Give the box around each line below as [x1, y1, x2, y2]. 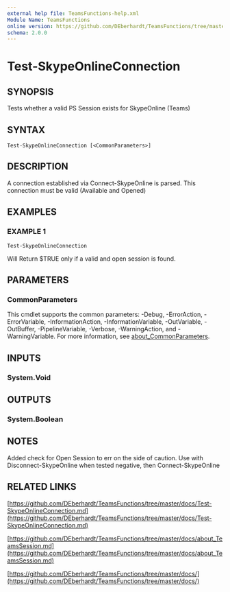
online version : [7, 23, 53, 29]
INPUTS [7, 352, 41, 364]
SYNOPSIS [7, 86, 54, 97]
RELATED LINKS [7, 481, 77, 493]
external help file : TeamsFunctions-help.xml [7, 10, 139, 17]
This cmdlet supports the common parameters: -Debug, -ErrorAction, [7, 310, 203, 319]
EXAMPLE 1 [7, 227, 47, 237]
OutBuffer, [7, 325, 36, 333]
